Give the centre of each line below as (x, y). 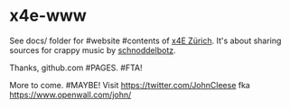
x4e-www (48, 16)
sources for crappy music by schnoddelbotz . (93, 50)
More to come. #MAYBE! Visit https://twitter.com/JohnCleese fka (130, 85)
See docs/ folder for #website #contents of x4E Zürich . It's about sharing (145, 41)
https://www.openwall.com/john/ (70, 95)
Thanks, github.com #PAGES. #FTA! (76, 68)
